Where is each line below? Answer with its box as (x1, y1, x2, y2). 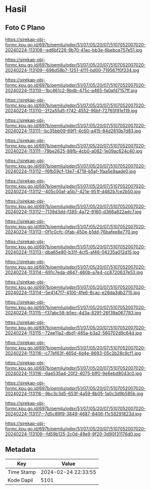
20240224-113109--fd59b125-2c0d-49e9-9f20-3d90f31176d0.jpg (5, 431, 141, 437)
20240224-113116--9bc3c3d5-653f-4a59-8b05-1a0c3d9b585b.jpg (5, 391, 144, 396)
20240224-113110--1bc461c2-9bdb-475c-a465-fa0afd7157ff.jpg (5, 88, 138, 93)
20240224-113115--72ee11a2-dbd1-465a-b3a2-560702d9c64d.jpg (5, 330, 142, 336)
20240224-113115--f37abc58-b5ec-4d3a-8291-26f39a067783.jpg (5, 310, 142, 315)
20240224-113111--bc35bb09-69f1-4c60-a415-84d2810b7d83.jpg (5, 128, 142, 134)
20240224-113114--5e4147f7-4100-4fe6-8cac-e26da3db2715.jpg (5, 290, 140, 295)
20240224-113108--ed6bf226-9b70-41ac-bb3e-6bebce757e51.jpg (5, 47, 143, 53)
